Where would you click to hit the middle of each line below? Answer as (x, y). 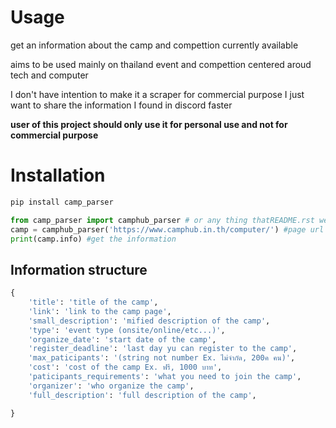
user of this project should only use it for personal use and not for (149, 124)
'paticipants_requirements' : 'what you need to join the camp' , (165, 377)
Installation (58, 175)
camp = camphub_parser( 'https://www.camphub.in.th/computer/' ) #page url (167, 229)
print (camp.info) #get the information (93, 239)
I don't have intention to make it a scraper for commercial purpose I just (157, 94)
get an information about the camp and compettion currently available (154, 45)
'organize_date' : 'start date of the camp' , (122, 339)
